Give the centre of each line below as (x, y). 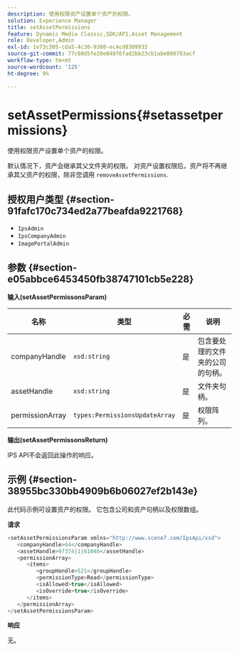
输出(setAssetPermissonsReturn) (58, 440)
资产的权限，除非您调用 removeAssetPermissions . (97, 175)
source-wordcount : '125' (44, 67)
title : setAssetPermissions (49, 27)
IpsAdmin (31, 229)
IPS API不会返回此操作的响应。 (52, 455)
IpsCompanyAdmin (42, 236)
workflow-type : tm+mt (39, 61)
